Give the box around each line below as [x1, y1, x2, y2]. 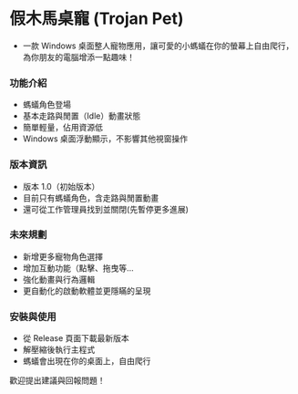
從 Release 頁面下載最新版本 [22, 333, 129, 344]
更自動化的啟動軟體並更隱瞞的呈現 [22, 285, 151, 296]
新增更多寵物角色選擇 [22, 251, 103, 262]
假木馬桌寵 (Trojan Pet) [9, 8, 184, 29]
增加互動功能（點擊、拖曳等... [22, 262, 134, 274]
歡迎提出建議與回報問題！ [9, 375, 106, 386]
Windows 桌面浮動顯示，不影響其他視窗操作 [22, 133, 189, 144]
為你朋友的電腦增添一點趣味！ [22, 51, 135, 62]
